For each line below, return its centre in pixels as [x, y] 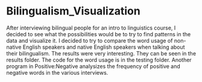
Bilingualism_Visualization [73, 11]
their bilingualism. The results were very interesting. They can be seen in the [101, 53]
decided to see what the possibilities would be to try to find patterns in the [99, 34]
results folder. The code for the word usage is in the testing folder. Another [99, 60]
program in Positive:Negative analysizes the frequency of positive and [93, 66]
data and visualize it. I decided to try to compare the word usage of [90, 40]
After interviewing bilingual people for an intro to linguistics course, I [91, 28]
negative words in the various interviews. [57, 72]
